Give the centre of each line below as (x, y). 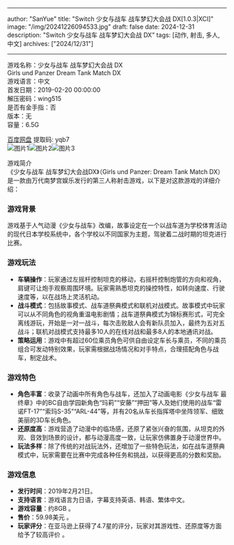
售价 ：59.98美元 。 (45, 517)
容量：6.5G (23, 125)
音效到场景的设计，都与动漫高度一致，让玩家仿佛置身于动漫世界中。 (127, 437)
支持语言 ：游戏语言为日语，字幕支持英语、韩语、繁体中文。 (103, 500)
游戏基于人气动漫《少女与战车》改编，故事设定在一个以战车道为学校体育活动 (117, 225)
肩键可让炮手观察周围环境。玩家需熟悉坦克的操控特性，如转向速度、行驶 (121, 288)
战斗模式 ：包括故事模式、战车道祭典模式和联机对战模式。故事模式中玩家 (121, 305)
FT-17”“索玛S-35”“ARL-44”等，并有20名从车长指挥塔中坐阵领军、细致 (124, 411)
